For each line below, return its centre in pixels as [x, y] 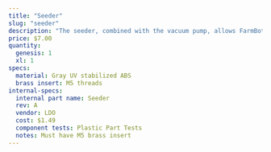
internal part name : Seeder [63, 98]
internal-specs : [35, 90]
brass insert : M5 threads [59, 83]
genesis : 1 [34, 53]
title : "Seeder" [35, 16]
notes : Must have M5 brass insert [73, 135]
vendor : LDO [36, 113]
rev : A [27, 105]
